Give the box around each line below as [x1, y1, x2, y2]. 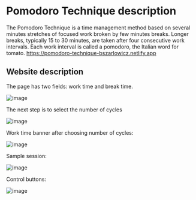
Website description [6, 67, 84, 77]
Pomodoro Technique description [6, 4, 177, 18]
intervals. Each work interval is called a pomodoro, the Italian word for [6, 43, 179, 50]
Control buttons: [6, 175, 47, 183]
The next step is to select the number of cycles [6, 106, 123, 113]
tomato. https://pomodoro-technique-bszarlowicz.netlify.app [6, 49, 157, 56]
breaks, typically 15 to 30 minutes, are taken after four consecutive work [6, 37, 185, 44]
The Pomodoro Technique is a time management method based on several [6, 24, 191, 31]
